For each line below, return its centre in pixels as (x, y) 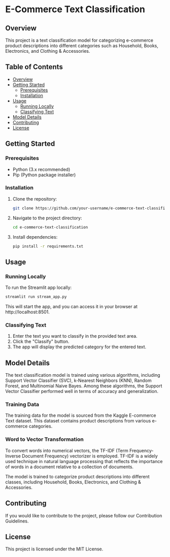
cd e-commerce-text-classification (50, 227)
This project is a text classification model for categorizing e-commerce (79, 40)
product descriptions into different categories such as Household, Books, (82, 46)
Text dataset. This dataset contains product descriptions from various (78, 421)
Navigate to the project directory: (47, 218)
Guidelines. (17, 521)
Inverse (13, 456)
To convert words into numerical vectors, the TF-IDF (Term (67, 450)
